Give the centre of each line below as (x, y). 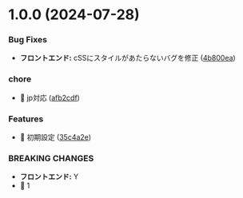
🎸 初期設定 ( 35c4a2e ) (56, 137)
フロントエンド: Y (49, 176)
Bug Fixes (28, 40)
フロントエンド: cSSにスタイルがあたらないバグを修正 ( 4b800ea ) (127, 58)
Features (26, 119)
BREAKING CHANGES (51, 158)
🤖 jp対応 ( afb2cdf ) (50, 97)
